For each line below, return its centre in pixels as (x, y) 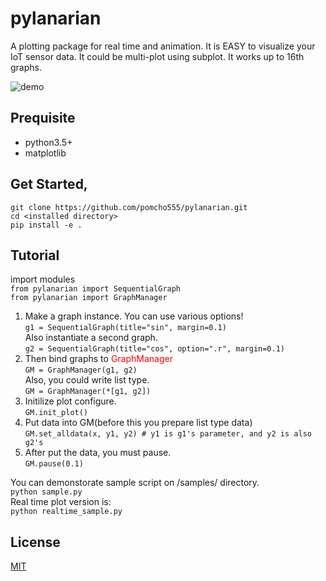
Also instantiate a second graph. (91, 338)
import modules (43, 279)
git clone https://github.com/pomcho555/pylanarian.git (129, 207)
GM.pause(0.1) (54, 464)
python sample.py (46, 492)
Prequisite (43, 118)
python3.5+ (48, 142)
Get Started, (49, 184)
